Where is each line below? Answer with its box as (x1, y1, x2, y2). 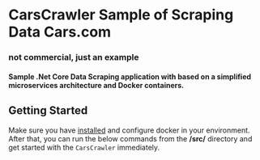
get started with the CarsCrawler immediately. (8, 142, 160, 152)
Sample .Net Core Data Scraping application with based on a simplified (8, 71, 252, 82)
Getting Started (8, 103, 88, 118)
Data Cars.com (8, 23, 112, 41)
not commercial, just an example (8, 52, 139, 63)
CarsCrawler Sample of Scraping (8, 6, 234, 24)
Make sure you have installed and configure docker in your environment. (8, 125, 250, 135)
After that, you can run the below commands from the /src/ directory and (8, 133, 253, 143)
